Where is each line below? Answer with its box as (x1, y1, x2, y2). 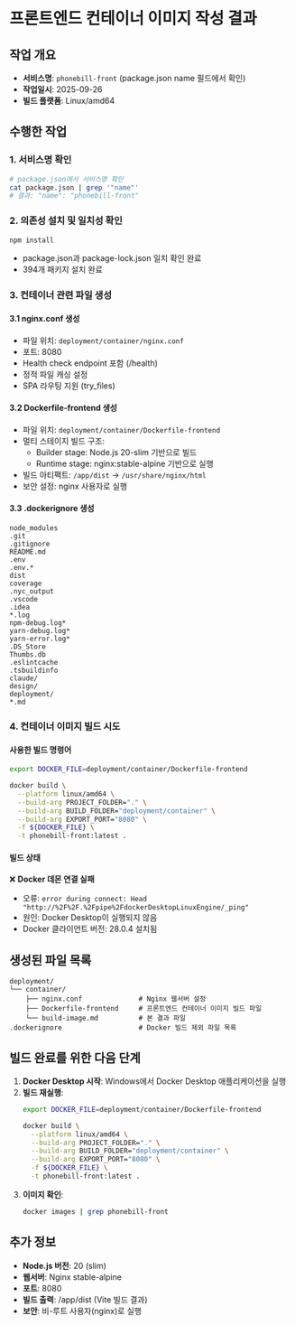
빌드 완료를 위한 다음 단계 (9, 1050, 142, 1066)
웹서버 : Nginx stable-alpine (22, 1271, 122, 1283)
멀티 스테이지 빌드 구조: (22, 435, 106, 446)
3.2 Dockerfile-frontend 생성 (9, 403, 117, 414)
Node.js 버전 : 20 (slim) (22, 1260, 106, 1271)
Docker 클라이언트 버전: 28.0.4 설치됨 (22, 923, 158, 935)
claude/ (9, 674, 39, 683)
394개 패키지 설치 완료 (22, 264, 104, 275)
